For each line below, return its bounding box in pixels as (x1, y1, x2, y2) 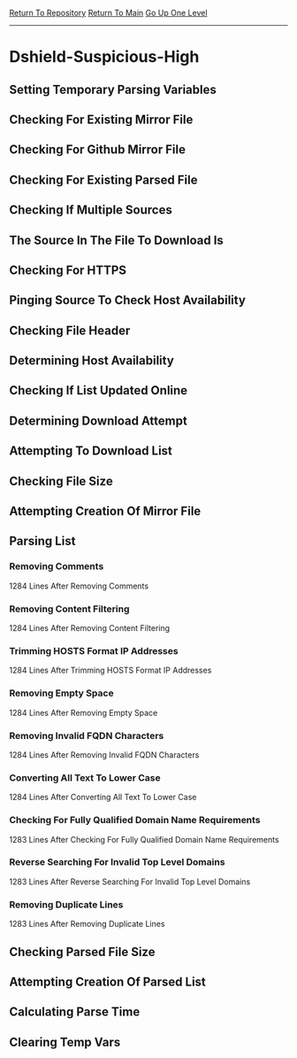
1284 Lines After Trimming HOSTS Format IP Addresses (9, 665, 212, 676)
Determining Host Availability (9, 354, 174, 369)
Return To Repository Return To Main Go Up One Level (9, 8, 208, 18)
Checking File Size (9, 473, 113, 488)
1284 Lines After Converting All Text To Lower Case (9, 792, 197, 803)
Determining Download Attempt (9, 413, 187, 428)
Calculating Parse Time (9, 1005, 141, 1020)
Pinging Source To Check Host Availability (9, 292, 246, 308)
